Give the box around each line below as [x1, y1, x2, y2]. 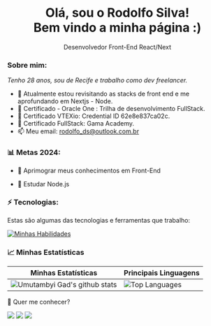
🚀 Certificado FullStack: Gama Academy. [17, 119, 135, 128]
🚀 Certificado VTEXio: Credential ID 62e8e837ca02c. [17, 112, 170, 120]
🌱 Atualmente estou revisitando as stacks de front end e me [17, 89, 190, 98]
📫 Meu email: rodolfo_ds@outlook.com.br [17, 127, 140, 135]
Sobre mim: [7, 60, 48, 70]
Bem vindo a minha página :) [33, 20, 202, 36]
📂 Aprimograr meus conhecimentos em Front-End [17, 166, 161, 175]
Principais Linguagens [123, 268, 201, 278]
